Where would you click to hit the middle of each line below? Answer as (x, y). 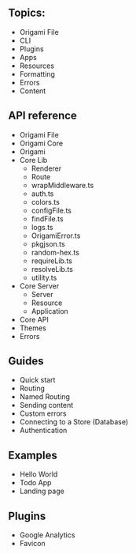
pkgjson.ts (48, 243)
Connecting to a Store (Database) (74, 422)
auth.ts (42, 194)
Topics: (27, 13)
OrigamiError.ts (56, 236)
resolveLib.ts (52, 269)
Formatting (37, 73)
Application (50, 311)
